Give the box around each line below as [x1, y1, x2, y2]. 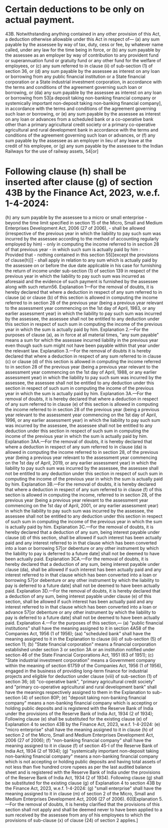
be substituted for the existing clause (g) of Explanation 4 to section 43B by [5, 780, 161, 786]
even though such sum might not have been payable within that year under [5, 342, 160, 348]
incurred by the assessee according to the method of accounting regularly [5, 235, 159, 242]
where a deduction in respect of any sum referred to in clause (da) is [5, 443, 147, 450]
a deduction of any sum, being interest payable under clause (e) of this [5, 593, 152, 599]
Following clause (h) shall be [5, 166, 126, 177]
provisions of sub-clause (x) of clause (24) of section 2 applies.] [5, 817, 138, 823]
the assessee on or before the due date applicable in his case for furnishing [5, 262, 161, 268]
